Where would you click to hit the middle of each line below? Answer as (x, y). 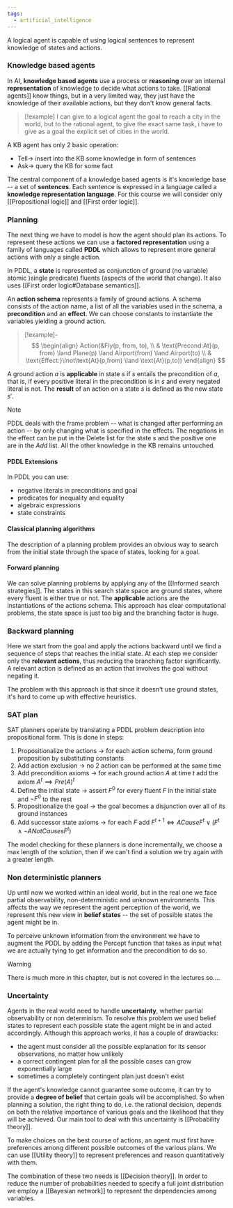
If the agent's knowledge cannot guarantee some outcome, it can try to (109, 1090)
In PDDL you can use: (38, 477)
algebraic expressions (49, 505)
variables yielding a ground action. (57, 321)
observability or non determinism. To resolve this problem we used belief (112, 1018)
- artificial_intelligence (53, 20)
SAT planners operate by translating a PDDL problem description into (106, 730)
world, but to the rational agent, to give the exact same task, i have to (123, 124)
